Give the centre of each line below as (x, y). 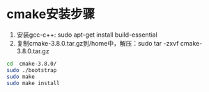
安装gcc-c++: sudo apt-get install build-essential (87, 35)
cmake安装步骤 (51, 14)
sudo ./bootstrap (32, 70)
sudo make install (33, 83)
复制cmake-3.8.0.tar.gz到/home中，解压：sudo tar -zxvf (98, 43)
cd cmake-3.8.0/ (32, 64)
